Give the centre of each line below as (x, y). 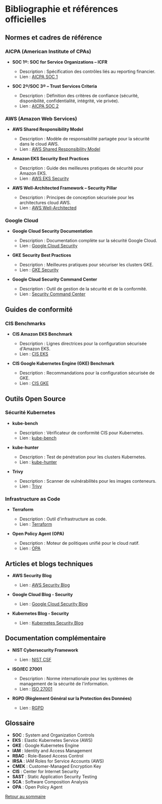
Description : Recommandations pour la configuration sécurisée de (87, 373)
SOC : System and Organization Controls (53, 735)
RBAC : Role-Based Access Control (48, 756)
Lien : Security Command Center (52, 294)
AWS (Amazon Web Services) (41, 118)
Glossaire (20, 723)
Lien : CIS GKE (34, 383)
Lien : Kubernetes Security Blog (51, 623)
